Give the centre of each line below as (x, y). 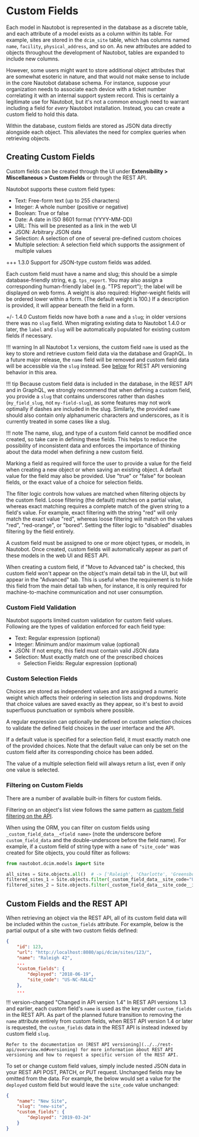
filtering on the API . (30, 816)
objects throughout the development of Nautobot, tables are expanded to (95, 52)
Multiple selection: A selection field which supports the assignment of (100, 245)
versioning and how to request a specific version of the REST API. (92, 1055)
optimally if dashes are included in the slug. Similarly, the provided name (93, 409)
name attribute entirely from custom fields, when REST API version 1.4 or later (99, 1021)
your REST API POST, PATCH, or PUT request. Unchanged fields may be (94, 1072)
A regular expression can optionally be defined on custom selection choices (99, 722)
